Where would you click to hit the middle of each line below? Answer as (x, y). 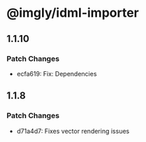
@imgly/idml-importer (73, 13)
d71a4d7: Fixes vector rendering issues (73, 131)
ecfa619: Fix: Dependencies (57, 73)
